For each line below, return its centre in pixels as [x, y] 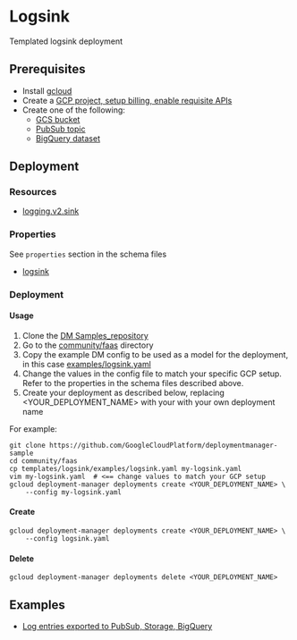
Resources [33, 192]
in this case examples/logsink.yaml [87, 364]
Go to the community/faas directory [88, 345]
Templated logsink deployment [66, 41]
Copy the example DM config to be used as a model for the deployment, [155, 354]
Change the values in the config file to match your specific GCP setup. [152, 374]
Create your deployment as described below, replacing [123, 392]
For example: [34, 429]
